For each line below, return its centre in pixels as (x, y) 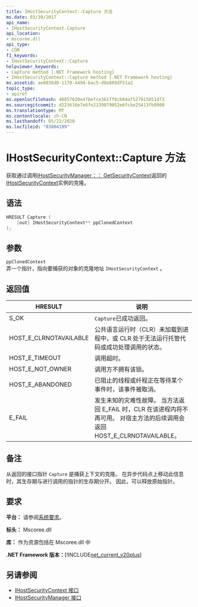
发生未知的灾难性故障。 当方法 (137, 400)
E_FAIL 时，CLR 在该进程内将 (142, 409)
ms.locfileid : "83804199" (38, 127)
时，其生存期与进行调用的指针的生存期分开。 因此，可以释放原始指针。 (92, 481)
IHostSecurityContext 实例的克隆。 (48, 182)
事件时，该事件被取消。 (127, 389)
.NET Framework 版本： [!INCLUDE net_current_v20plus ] (74, 554)
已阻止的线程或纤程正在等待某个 (139, 380)
